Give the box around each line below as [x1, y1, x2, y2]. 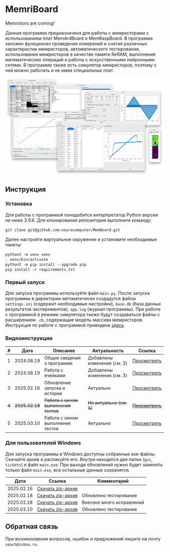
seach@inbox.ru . [5, 541, 39, 547]
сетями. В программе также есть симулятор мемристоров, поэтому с [5, 62, 157, 68]
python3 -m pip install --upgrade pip [5, 262, 87, 267]
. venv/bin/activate [5, 257, 49, 262]
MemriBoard [5, 4, 59, 15]
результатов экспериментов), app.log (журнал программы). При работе [5, 306, 161, 312]
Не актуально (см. [88, 400, 127, 406]
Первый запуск [5, 279, 45, 286]
